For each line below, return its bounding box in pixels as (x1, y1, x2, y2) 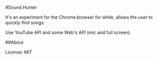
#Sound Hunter (5, 5, 37, 10)
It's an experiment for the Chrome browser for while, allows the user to (5, 14, 153, 20)
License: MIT (5, 49, 32, 55)
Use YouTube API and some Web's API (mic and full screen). (5, 29, 132, 35)
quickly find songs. (5, 20, 45, 25)
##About (5, 39, 24, 45)
